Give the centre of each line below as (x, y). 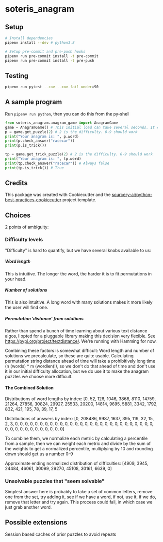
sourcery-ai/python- (132, 195)
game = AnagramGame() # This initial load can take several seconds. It (80, 127)
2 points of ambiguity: (27, 227)
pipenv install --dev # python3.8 (40, 42)
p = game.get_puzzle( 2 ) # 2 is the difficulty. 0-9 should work (71, 132)
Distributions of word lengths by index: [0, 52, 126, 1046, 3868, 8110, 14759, (81, 399)
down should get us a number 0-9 (39, 454)
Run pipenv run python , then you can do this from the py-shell (67, 114)
